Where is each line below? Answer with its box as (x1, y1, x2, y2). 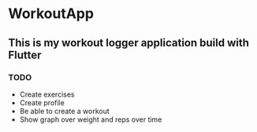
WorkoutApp (8, 5, 95, 23)
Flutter (8, 48, 42, 61)
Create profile (19, 97, 65, 107)
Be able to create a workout (19, 106, 110, 115)
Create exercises (19, 90, 75, 99)
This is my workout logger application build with (8, 36, 250, 49)
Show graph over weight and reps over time (19, 115, 162, 124)
